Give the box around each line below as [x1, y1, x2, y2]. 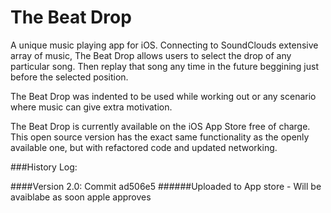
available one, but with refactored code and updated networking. [10, 141, 278, 153]
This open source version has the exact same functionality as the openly [10, 131, 310, 143]
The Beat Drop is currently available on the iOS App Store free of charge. [10, 120, 311, 132]
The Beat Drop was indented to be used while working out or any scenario [10, 90, 317, 102]
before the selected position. [10, 71, 129, 83]
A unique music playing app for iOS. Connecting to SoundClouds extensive [10, 39, 319, 51]
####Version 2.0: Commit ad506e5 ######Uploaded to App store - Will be [10, 180, 322, 192]
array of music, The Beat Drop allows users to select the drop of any [10, 49, 292, 61]
